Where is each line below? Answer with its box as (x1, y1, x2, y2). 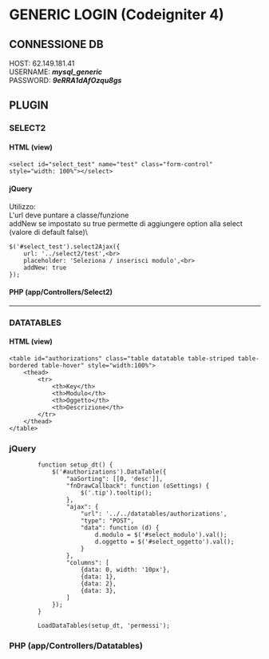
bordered (9, 362, 38, 370)
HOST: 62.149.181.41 (9, 58, 75, 68)
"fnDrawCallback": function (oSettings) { (65, 482, 210, 490)
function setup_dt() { (38, 461, 113, 469)
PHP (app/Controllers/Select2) (9, 288, 113, 297)
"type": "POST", (80, 517, 135, 525)
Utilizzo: (9, 201, 36, 211)
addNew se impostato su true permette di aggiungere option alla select (9, 218, 243, 228)
